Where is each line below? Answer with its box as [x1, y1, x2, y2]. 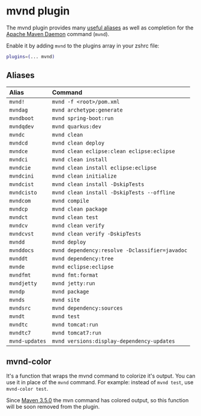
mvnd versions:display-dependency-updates [52, 337, 175, 345]
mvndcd [9, 139, 28, 146]
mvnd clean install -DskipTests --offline [52, 189, 175, 196]
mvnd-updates [9, 337, 47, 345]
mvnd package [52, 288, 89, 295]
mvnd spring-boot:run [52, 115, 114, 121]
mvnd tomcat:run [52, 321, 98, 328]
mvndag [9, 106, 28, 113]
